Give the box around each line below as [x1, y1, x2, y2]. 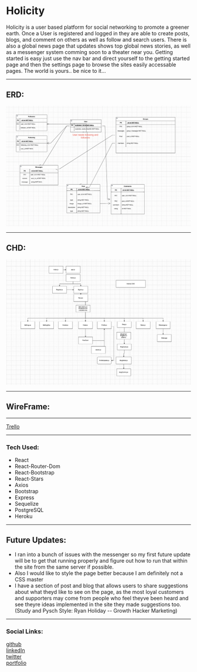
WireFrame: [6, 402, 50, 412]
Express [14, 494, 35, 501]
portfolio [6, 660, 27, 667]
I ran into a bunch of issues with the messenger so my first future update [14, 551, 191, 558]
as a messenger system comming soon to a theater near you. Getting [6, 48, 173, 55]
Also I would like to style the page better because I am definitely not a [14, 569, 184, 577]
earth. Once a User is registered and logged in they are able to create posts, [6, 29, 190, 36]
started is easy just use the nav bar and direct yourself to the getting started [6, 55, 190, 62]
